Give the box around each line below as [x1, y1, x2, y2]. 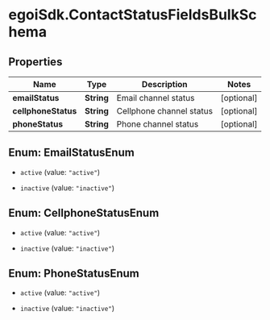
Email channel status [116, 93, 195, 103]
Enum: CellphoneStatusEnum [8, 206, 160, 220]
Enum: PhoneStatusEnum [8, 267, 139, 281]
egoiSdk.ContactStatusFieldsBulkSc [8, 6, 257, 24]
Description [141, 79, 188, 89]
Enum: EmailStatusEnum [8, 146, 135, 160]
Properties [8, 55, 63, 69]
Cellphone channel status [116, 106, 214, 116]
